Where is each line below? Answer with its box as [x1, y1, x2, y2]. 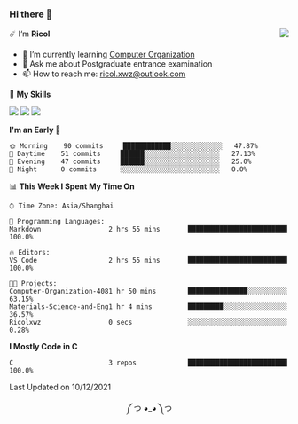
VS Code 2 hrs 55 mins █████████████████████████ [9, 256, 288, 265]
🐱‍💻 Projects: [9, 279, 58, 288]
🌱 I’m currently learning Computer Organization [21, 49, 195, 60]
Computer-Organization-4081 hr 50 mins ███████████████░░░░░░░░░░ [9, 287, 288, 296]
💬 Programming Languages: [9, 217, 105, 226]
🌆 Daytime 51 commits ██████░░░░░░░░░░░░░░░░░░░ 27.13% [9, 150, 255, 159]
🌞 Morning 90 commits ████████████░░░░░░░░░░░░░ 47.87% [9, 142, 259, 151]
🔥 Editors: [9, 248, 51, 257]
